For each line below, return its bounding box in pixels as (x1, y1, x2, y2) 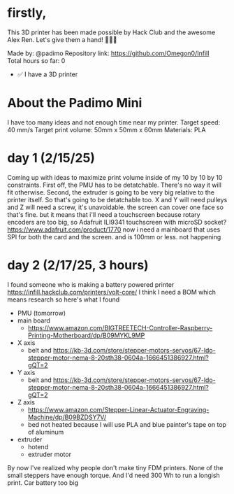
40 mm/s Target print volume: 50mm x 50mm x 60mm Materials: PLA (7, 125, 206, 134)
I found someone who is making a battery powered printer (7, 280, 175, 288)
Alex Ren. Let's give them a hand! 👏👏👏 (7, 35, 117, 43)
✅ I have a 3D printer (17, 70, 78, 78)
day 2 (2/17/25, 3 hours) (7, 257, 149, 273)
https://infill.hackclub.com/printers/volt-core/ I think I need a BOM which (7, 288, 217, 296)
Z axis (17, 397, 35, 407)
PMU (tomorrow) (17, 309, 66, 317)
